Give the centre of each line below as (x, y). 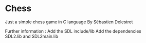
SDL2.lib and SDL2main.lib (32, 36)
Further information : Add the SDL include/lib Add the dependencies (73, 31)
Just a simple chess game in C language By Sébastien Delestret (69, 22)
